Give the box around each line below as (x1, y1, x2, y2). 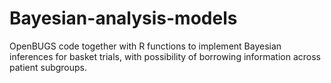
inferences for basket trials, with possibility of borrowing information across (9, 50, 321, 62)
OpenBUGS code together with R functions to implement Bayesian (9, 40, 282, 52)
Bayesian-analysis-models (9, 7, 238, 30)
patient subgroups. (9, 61, 88, 73)
